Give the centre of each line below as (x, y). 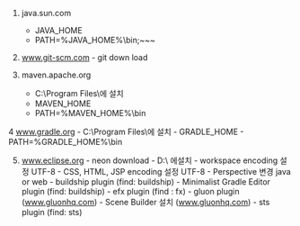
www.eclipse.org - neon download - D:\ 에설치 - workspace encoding (150, 160)
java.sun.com (46, 13)
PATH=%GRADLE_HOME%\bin (66, 142)
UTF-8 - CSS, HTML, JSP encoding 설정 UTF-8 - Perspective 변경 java (161, 172)
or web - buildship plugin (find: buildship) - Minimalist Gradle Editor (146, 182)
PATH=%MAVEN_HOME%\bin (90, 113)
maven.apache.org (56, 75)
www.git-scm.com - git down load (84, 57)
